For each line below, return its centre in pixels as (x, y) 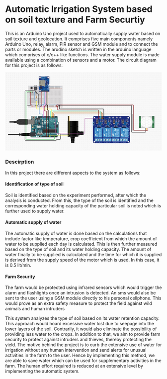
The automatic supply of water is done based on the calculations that (76, 233)
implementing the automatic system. (42, 371)
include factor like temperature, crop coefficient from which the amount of (81, 238)
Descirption (20, 162)
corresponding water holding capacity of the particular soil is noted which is (83, 205)
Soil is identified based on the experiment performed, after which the (76, 195)
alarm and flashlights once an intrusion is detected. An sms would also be (81, 293)
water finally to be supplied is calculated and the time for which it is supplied (83, 254)
